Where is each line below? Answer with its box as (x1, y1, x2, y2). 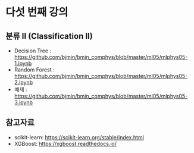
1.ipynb (14, 60, 32, 67)
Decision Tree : (14, 47, 52, 54)
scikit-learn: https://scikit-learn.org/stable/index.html (14, 133, 144, 140)
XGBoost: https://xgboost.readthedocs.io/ (14, 140, 117, 147)
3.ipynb (14, 99, 33, 106)
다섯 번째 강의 (5, 5, 68, 19)
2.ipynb (14, 79, 33, 86)
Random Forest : (14, 66, 55, 73)
